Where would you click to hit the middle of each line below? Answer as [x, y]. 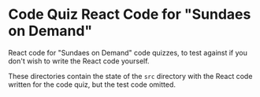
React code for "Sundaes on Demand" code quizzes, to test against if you [128, 52]
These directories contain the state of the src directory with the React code [130, 76]
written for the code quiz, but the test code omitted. [92, 84]
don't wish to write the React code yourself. [79, 61]
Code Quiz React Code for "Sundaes [130, 14]
